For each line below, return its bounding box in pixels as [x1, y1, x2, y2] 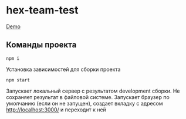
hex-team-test [6, 4, 79, 17]
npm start [6, 77, 31, 83]
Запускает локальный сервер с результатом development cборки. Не [6, 87, 180, 94]
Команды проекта [6, 40, 77, 50]
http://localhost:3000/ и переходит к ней [6, 106, 107, 113]
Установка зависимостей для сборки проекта [6, 66, 121, 73]
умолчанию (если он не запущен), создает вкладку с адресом [6, 100, 163, 107]
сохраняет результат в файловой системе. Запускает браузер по [6, 93, 170, 100]
